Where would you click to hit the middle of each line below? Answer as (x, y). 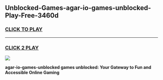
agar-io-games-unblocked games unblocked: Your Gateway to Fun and (78, 67)
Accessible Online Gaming (32, 72)
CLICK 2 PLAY (22, 48)
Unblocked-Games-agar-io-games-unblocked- (78, 8)
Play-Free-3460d (32, 16)
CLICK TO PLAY (24, 30)
